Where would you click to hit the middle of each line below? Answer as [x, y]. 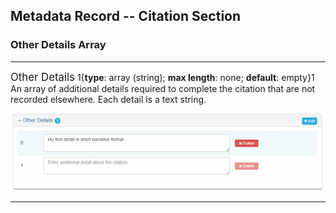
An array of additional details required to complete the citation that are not [163, 88]
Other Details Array [58, 45]
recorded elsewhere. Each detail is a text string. [108, 99]
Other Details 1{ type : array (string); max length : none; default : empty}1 [162, 77]
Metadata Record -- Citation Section [126, 16]
